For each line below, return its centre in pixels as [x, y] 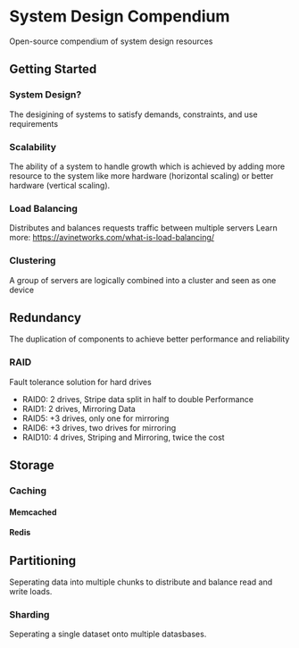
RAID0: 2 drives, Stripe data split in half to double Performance [138, 399]
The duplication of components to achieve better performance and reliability [149, 339]
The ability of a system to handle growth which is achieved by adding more [147, 166]
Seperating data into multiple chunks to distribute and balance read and [141, 582]
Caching [28, 491]
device [21, 290]
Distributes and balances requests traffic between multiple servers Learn [144, 228]
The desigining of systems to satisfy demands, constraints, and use [133, 114]
